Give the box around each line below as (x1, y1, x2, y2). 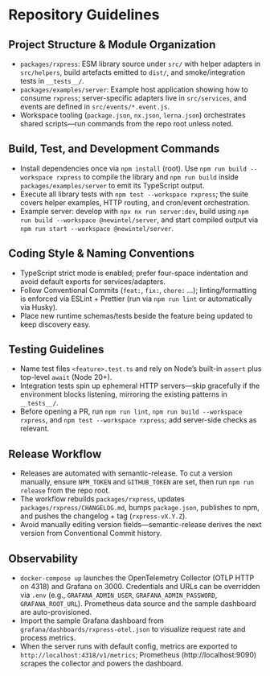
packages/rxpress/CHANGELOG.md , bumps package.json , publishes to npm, (19, 503, 260, 513)
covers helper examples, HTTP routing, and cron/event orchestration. (19, 197, 251, 207)
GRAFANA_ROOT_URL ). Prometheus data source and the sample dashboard (19, 599, 256, 608)
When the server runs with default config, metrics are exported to (19, 641, 238, 651)
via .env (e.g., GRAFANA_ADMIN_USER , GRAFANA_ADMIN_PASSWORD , (19, 590, 218, 600)
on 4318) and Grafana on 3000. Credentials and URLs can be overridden (19, 582, 260, 591)
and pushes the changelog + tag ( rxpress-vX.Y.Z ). (19, 511, 187, 521)
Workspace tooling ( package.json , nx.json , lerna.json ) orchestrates (19, 110, 247, 120)
